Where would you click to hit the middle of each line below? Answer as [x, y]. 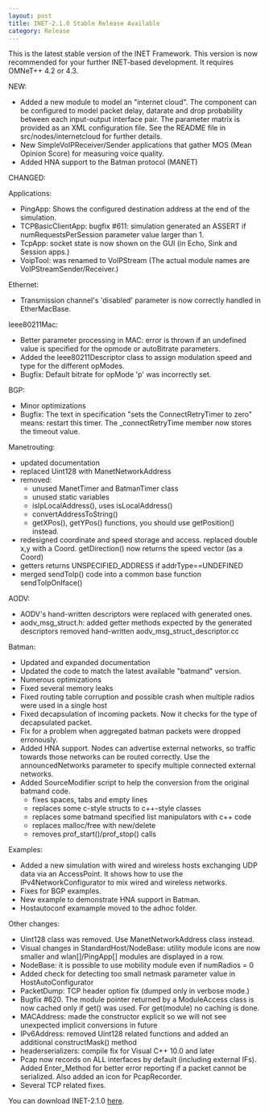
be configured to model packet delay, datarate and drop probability [131, 111]
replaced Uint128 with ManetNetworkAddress [95, 471]
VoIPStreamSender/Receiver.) [69, 269]
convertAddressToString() [75, 514]
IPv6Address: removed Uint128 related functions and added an [124, 1034]
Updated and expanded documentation [85, 663]
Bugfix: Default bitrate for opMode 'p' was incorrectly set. [116, 374]
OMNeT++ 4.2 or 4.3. [43, 71]
